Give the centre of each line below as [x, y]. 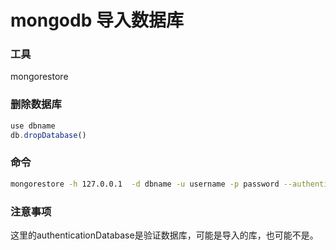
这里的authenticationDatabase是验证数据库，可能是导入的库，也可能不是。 [164, 235]
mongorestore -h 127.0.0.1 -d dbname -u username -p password [145, 184]
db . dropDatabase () [48, 135]
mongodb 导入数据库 [97, 20]
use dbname [33, 126]
